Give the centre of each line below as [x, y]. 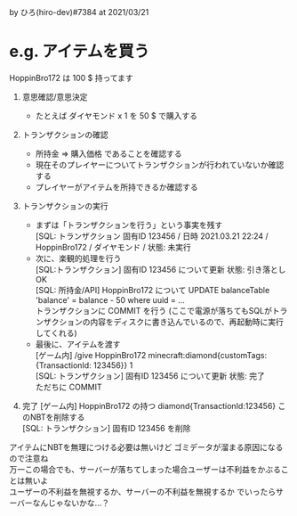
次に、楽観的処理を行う [78, 258]
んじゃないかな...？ [74, 503]
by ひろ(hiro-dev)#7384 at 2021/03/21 [79, 12]
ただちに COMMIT [68, 387]
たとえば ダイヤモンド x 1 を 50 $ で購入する [116, 115]
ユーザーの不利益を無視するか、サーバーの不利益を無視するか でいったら [143, 491]
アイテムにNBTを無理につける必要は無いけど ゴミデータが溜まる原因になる [146, 446]
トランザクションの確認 [65, 135]
